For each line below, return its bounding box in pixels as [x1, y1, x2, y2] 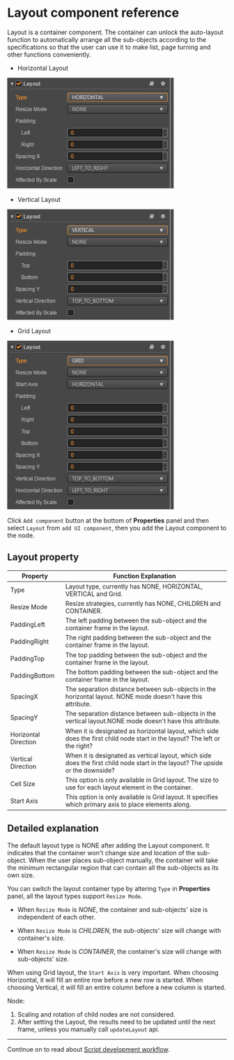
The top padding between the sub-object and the [65, 651, 208, 659]
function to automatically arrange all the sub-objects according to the [7, 35, 207, 43]
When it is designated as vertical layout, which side [65, 751, 212, 760]
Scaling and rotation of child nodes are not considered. [17, 1010, 175, 1018]
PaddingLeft [10, 620, 45, 628]
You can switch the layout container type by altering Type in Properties [7, 884, 210, 892]
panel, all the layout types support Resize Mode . [7, 892, 143, 900]
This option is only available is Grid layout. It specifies [65, 793, 219, 801]
